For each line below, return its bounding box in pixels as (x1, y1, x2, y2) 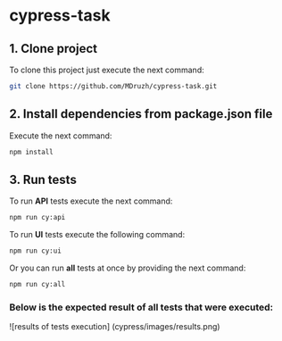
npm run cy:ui (9, 246, 62, 255)
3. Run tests (9, 171, 78, 187)
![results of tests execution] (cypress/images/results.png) (9, 321, 220, 332)
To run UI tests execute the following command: (9, 229, 186, 240)
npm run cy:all (9, 280, 66, 289)
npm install (9, 147, 54, 156)
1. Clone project (9, 41, 98, 56)
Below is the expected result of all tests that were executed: (9, 301, 274, 313)
